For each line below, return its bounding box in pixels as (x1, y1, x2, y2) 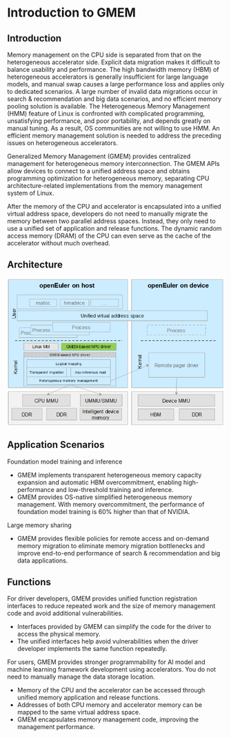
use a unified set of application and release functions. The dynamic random (7, 225, 222, 232)
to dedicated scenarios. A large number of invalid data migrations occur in (7, 88, 218, 95)
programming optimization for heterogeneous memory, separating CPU (7, 174, 210, 182)
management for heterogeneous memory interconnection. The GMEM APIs (7, 160, 220, 167)
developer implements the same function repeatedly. (17, 645, 168, 653)
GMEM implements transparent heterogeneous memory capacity (17, 471, 202, 479)
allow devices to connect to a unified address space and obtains (7, 167, 190, 175)
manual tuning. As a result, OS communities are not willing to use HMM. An (7, 124, 221, 132)
